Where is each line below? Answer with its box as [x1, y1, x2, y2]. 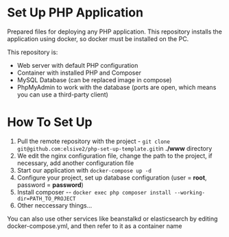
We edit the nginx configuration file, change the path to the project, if [16, 151, 213, 160]
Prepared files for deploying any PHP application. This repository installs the [7, 27, 223, 36]
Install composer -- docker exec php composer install [16, 188, 171, 196]
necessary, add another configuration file [16, 159, 134, 167]
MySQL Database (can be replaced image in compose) [16, 75, 172, 84]
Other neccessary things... [16, 201, 93, 210]
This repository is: [7, 48, 58, 56]
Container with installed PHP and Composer [16, 68, 142, 77]
